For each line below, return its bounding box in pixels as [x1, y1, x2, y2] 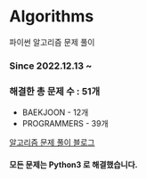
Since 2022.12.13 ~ [9, 60, 93, 72]
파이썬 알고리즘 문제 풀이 [9, 37, 95, 47]
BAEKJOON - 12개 [21, 107, 89, 118]
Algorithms [9, 6, 94, 27]
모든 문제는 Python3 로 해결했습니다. [9, 159, 138, 170]
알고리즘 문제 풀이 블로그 [9, 137, 95, 148]
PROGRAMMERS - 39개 [21, 118, 109, 129]
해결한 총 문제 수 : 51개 [9, 85, 101, 97]
